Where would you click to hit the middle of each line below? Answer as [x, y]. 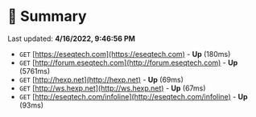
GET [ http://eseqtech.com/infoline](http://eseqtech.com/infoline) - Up [133, 96]
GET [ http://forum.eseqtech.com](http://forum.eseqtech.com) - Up [128, 63]
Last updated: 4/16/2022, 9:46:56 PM [72, 38]
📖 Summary [47, 16]
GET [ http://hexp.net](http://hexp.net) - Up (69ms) [101, 79]
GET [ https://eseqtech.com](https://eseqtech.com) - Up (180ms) [125, 54]
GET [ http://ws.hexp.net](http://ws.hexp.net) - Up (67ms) [112, 88]
